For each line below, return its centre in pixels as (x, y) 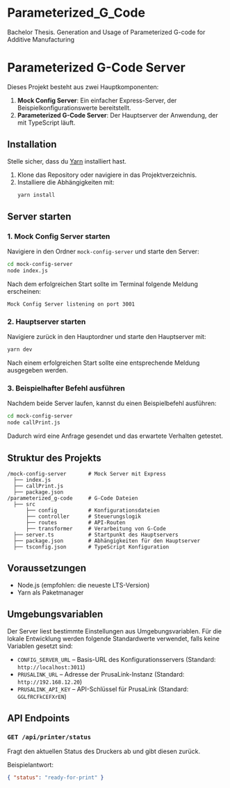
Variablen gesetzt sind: (40, 646)
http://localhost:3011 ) (51, 667)
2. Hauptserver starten (47, 322)
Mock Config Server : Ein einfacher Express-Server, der (97, 100)
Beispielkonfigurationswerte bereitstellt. (74, 108)
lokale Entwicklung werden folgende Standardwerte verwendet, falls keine (114, 638)
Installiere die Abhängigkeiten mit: (66, 182)
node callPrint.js (34, 423)
